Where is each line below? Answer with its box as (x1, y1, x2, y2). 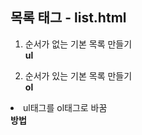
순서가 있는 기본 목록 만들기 (24, 69, 133, 82)
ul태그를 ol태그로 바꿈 (23, 101, 108, 113)
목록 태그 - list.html (10, 9, 127, 27)
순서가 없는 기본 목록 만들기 (24, 38, 133, 50)
